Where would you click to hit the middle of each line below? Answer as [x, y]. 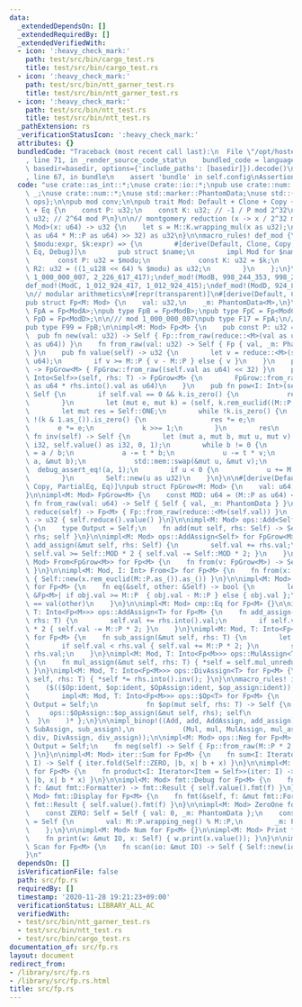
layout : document [42, 956]
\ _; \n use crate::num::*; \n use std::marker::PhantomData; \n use [147, 194]
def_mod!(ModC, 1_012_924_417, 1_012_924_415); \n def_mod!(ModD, [148, 286]
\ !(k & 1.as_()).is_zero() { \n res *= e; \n [140, 420]
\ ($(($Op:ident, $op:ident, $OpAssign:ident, [120, 687]
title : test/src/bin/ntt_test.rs [88, 118]
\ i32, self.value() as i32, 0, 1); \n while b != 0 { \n [147, 445]
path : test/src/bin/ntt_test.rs [86, 110]
